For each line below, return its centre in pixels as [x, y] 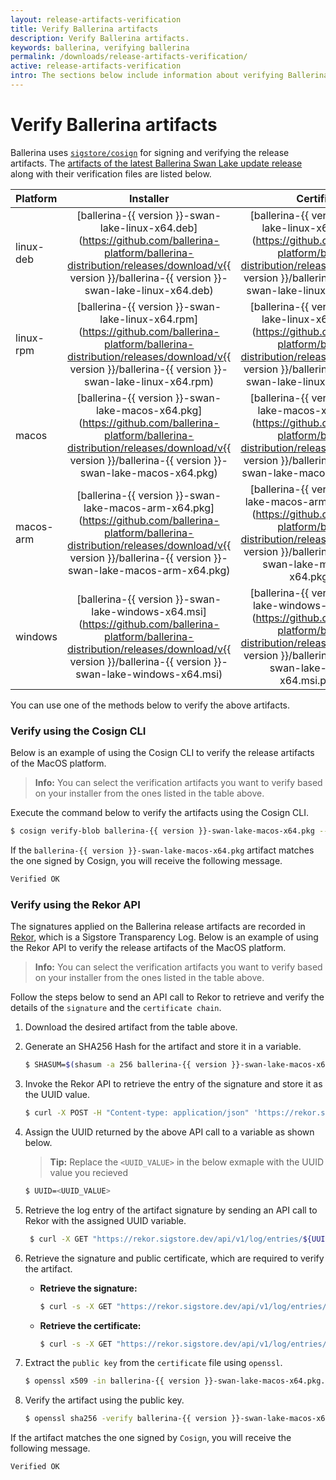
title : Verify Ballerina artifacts [84, 29]
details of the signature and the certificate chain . [116, 1008]
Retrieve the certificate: [90, 1325]
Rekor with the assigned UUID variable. [105, 1220]
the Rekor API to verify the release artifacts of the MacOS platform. [148, 948]
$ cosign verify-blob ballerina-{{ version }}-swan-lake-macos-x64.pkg [162, 831]
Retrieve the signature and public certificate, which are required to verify [174, 1258]
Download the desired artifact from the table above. [131, 1027]
